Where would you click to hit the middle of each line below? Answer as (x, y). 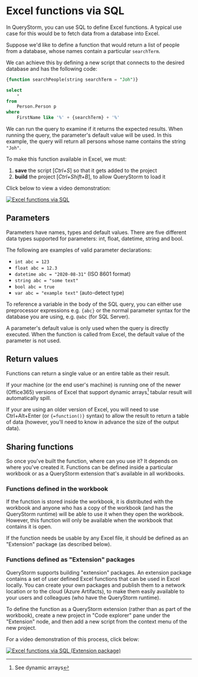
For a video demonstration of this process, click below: (73, 639)
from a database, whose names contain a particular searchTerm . (83, 51)
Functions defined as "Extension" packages (71, 560)
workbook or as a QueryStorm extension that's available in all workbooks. (95, 474)
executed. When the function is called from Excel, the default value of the (95, 334)
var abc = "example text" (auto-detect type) (70, 292)
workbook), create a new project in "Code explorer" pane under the (88, 615)
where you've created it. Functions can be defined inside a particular (90, 467)
